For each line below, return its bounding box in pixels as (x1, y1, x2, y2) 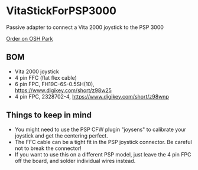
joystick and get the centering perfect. (14, 132, 108, 139)
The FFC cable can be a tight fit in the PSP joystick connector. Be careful (14, 138, 192, 145)
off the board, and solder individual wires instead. (14, 157, 136, 164)
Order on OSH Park (6, 35, 53, 42)
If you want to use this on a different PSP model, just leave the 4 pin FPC (14, 151, 191, 158)
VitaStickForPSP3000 (6, 4, 117, 18)
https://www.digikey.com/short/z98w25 (14, 87, 112, 94)
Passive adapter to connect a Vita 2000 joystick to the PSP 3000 (6, 24, 164, 31)
